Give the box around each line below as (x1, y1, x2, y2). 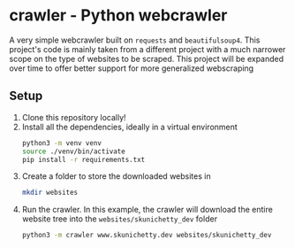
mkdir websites (21, 188, 79, 198)
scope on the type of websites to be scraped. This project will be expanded (9, 53, 284, 64)
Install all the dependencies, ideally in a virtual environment (21, 121, 238, 132)
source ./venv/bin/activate (21, 147, 125, 156)
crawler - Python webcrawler (9, 5, 228, 26)
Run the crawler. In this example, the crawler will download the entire (21, 205, 274, 215)
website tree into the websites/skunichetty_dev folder (21, 213, 218, 224)
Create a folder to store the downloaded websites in (21, 171, 211, 182)
